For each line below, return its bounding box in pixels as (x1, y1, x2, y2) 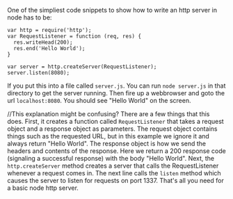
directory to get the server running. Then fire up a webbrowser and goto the (7, 89, 225, 97)
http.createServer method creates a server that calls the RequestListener (7, 161, 219, 170)
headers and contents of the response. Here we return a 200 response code (7, 147, 226, 155)
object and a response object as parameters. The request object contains (7, 125, 218, 133)
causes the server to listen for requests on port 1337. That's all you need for (7, 177, 224, 184)
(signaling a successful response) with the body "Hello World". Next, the (7, 154, 215, 162)
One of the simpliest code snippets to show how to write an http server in (7, 6, 218, 14)
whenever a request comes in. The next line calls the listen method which (7, 169, 221, 177)
